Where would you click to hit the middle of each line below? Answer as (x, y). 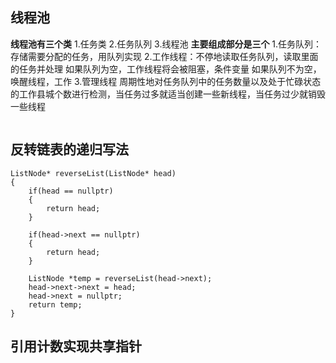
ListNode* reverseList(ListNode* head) (93, 173)
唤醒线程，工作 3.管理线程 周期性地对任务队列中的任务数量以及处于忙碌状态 (166, 81)
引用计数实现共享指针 (76, 346)
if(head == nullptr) (71, 191)
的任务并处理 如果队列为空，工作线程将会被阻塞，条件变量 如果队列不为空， (166, 69)
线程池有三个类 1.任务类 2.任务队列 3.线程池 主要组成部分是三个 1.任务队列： (166, 44)
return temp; (55, 304)
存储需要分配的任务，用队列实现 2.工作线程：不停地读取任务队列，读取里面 (164, 56)
